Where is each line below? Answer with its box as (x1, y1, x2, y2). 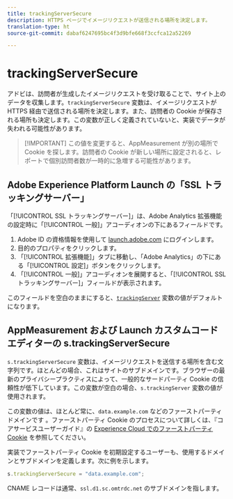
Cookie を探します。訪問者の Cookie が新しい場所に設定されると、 (24, 148, 216, 157)
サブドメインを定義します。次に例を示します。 (19, 457, 153, 465)
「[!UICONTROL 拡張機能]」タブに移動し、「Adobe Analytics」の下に (17, 253, 216, 261)
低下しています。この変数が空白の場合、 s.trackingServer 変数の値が (25, 383, 223, 392)
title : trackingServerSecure (7, 10, 92, 17)
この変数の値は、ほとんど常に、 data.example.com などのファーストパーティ (7, 406, 223, 415)
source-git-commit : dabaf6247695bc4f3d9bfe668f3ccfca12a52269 (7, 29, 191, 37)
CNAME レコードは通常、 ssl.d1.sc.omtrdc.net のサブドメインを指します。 (7, 484, 223, 492)
